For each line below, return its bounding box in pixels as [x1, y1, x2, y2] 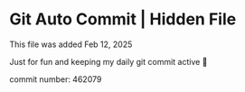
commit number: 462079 [9, 73, 102, 85]
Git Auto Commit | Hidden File [9, 9, 237, 30]
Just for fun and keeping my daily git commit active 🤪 [9, 56, 208, 67]
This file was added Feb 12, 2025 [9, 39, 133, 50]
